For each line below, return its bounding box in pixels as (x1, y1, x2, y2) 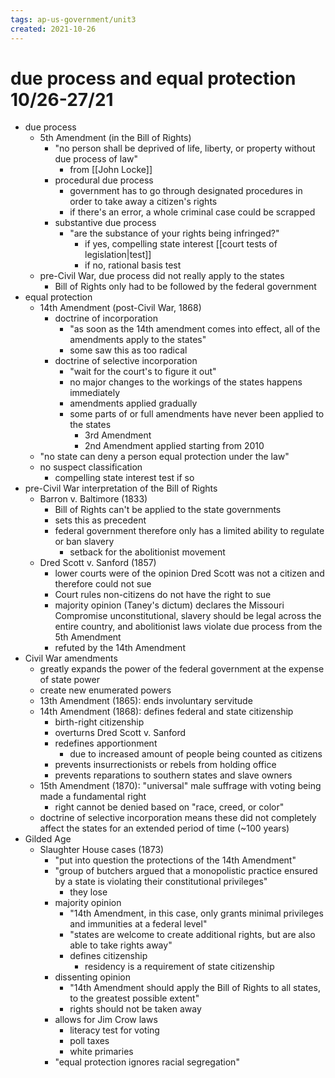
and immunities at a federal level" (69, 918, 208, 930)
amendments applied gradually (69, 397, 198, 410)
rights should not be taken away (69, 1003, 202, 1015)
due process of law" (54, 153, 138, 165)
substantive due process (54, 217, 157, 229)
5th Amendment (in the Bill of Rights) (39, 132, 192, 144)
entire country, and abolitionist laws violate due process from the (54, 621, 323, 633)
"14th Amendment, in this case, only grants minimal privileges (69, 907, 324, 920)
